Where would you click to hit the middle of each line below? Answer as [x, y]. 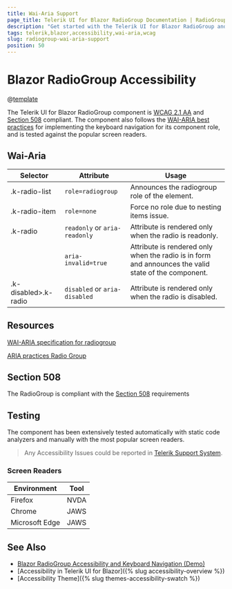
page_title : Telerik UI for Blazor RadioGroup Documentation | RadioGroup [117, 20]
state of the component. [169, 272]
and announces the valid [170, 264]
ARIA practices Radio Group [47, 356]
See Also [27, 547]
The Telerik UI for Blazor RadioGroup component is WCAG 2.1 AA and [106, 112]
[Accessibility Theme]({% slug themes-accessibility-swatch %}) [108, 579]
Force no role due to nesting [176, 206]
